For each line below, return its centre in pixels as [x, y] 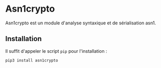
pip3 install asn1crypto [32, 60]
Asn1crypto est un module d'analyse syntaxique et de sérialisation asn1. [81, 23]
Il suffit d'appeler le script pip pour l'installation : [56, 51]
